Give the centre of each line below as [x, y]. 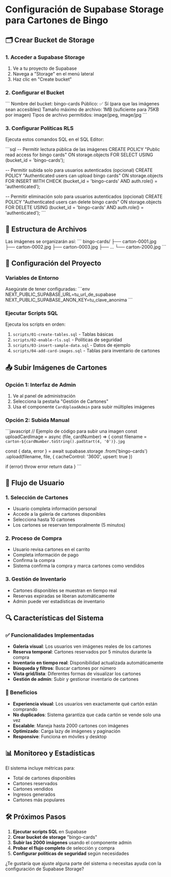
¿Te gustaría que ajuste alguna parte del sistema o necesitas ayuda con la [83, 864]
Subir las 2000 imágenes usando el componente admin [72, 843]
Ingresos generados [34, 794]
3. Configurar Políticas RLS [40, 128]
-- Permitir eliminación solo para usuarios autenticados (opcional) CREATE [84, 197]
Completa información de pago [45, 555]
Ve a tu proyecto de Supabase [45, 68]
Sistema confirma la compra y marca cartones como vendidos [79, 566]
